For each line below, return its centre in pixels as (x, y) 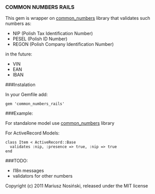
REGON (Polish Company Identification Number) (63, 44)
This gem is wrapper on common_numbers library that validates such (78, 18)
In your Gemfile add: (27, 95)
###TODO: (17, 161)
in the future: (19, 54)
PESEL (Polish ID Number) (40, 39)
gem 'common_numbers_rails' (35, 104)
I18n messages (28, 171)
